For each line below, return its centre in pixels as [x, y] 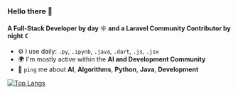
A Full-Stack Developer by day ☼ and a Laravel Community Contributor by [119, 28]
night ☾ [19, 35]
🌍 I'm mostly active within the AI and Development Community [112, 59]
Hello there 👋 [30, 11]
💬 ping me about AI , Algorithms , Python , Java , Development [108, 69]
